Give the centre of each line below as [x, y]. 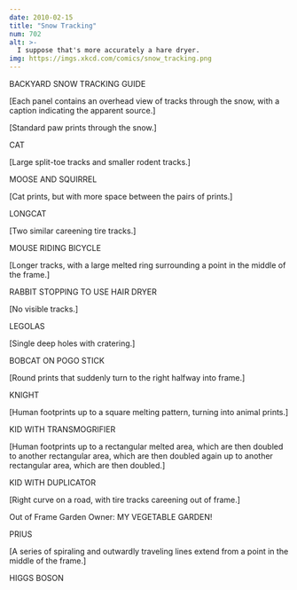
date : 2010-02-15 [41, 17]
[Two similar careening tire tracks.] [73, 231]
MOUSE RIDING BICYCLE [55, 248]
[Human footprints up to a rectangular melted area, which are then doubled [146, 446]
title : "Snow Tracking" [53, 26]
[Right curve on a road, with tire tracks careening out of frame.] [125, 500]
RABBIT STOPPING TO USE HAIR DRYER [83, 292]
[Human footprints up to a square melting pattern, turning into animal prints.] [149, 412]
